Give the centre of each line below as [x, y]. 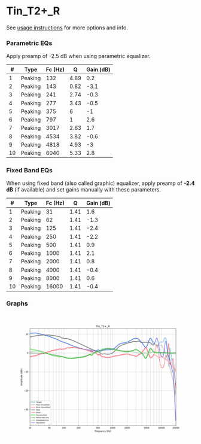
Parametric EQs [29, 43]
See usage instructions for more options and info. [67, 28]
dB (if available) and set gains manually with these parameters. [84, 190]
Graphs [17, 303]
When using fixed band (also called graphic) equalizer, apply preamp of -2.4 [100, 183]
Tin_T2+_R [33, 11]
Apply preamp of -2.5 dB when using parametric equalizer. [78, 56]
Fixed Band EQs [29, 170]
